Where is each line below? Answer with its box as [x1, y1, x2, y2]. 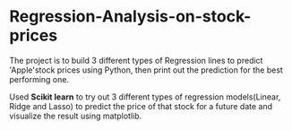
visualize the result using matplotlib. [9, 110, 142, 121]
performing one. [9, 74, 70, 84]
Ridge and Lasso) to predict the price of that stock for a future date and [9, 100, 273, 111]
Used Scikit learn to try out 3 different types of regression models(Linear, [9, 91, 281, 102]
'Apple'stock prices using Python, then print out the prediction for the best [9, 65, 284, 75]
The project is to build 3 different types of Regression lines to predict [9, 55, 263, 65]
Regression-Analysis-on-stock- [9, 6, 252, 27]
